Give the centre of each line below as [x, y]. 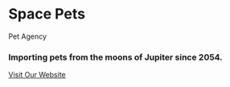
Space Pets [47, 14]
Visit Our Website [37, 75]
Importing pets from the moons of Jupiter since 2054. [115, 57]
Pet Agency [27, 36]
